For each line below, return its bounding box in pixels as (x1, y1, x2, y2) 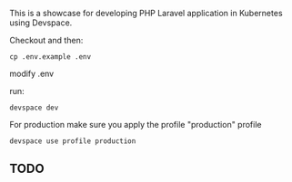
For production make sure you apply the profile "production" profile (9, 120, 262, 129)
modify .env (9, 68, 55, 79)
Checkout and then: (9, 35, 84, 45)
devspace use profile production (9, 137, 136, 146)
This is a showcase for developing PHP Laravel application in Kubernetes (9, 8, 284, 18)
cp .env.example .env (9, 53, 92, 62)
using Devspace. (9, 17, 73, 28)
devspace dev (9, 103, 59, 112)
